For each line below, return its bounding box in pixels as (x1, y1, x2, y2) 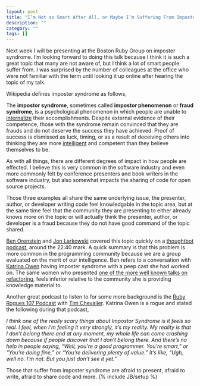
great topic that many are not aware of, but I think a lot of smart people (6, 60, 180, 67)
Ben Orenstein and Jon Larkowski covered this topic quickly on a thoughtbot (6, 237, 194, 244)
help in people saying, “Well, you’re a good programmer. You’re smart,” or (6, 343, 189, 350)
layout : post (6, 8, 39, 15)
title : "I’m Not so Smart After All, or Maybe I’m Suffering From (6, 14, 174, 20)
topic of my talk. (6, 79, 46, 86)
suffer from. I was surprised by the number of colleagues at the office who (6, 66, 189, 73)
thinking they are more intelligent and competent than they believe (6, 140, 168, 147)
